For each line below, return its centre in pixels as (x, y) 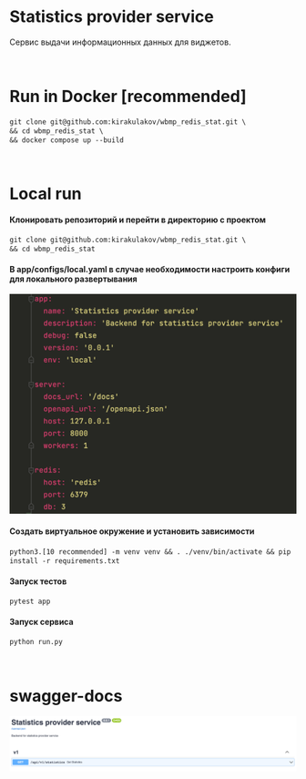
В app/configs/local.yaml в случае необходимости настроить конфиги (150, 269)
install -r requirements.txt (65, 561)
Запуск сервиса (42, 621)
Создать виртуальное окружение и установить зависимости (132, 531)
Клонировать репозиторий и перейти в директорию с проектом (138, 220)
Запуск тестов (38, 581)
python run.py (36, 642)
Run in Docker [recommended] (128, 97)
